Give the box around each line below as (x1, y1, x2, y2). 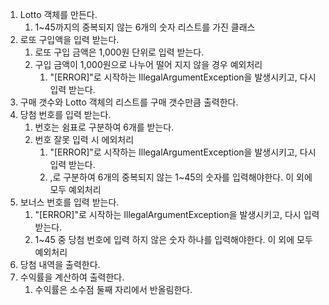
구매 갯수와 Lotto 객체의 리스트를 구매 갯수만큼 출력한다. (19, 96, 239, 108)
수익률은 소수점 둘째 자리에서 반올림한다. (34, 284, 193, 295)
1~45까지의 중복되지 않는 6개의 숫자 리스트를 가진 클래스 (34, 21, 256, 33)
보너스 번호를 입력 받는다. (19, 196, 120, 208)
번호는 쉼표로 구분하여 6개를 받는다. (34, 121, 175, 133)
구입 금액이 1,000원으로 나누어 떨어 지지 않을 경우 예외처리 (34, 59, 263, 70)
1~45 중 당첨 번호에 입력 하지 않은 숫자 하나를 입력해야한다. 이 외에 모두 (34, 234, 313, 245)
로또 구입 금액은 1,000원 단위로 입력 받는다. (34, 46, 205, 58)
